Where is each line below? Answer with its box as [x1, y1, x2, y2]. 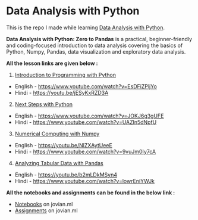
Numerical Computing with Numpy [14, 130, 100, 137]
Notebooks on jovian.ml [14, 200, 73, 207]
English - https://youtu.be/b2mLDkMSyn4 [14, 171, 118, 178]
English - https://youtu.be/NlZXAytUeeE [14, 141, 113, 148]
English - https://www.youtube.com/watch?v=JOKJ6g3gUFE [14, 112, 164, 119]
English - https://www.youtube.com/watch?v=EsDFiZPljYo [14, 82, 158, 90]
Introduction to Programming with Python [14, 71, 117, 78]
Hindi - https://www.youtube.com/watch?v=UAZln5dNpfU [14, 118, 157, 126]
